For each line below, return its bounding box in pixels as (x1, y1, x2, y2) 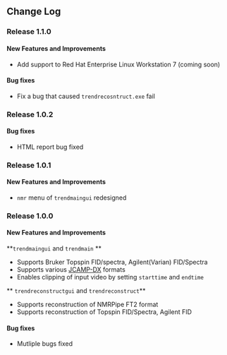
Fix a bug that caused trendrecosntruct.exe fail (16, 92, 156, 100)
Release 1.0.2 (6, 109, 54, 119)
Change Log (6, 6, 61, 18)
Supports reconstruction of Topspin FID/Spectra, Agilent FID (16, 308, 192, 316)
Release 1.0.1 (6, 160, 51, 170)
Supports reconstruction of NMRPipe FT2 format (16, 300, 159, 309)
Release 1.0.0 (6, 211, 54, 221)
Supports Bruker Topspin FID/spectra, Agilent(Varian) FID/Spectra (16, 258, 209, 267)
